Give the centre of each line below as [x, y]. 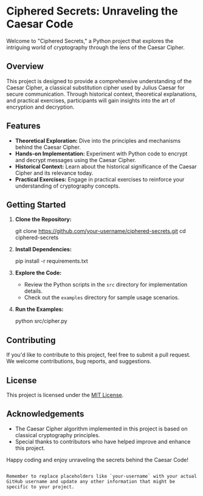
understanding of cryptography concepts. [67, 186]
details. [33, 291]
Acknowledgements [45, 414]
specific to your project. [40, 487]
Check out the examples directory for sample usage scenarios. [102, 297]
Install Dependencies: [43, 250]
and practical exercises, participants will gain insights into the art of [91, 100]
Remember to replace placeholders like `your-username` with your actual [102, 476]
